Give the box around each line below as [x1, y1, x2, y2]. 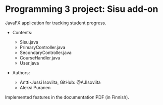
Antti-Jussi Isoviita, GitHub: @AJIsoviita [19, 79, 101, 85]
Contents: [12, 29, 33, 35]
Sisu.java [19, 39, 39, 45]
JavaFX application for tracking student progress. [5, 20, 107, 26]
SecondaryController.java [19, 50, 72, 55]
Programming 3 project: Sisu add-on [5, 3, 159, 15]
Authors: [12, 69, 30, 75]
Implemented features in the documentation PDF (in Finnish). [5, 94, 130, 100]
